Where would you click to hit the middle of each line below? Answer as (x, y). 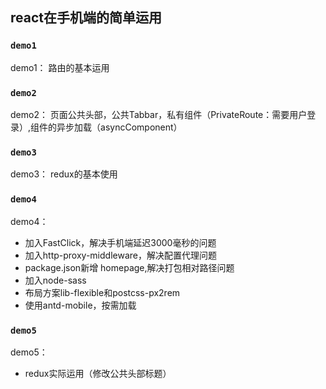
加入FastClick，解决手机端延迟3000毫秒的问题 (120, 242)
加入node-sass (55, 280)
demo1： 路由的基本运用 (60, 67)
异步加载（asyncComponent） (119, 127)
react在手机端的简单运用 (86, 18)
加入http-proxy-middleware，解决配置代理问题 (120, 255)
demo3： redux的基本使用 (64, 174)
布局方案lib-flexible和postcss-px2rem (102, 292)
